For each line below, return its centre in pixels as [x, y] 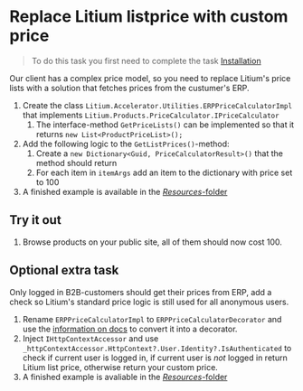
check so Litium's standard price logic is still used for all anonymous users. [149, 302]
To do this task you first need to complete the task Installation [146, 61]
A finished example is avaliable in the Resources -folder [125, 377]
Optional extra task [64, 270]
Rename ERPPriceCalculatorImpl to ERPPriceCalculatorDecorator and [152, 319]
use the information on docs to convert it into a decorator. [130, 329]
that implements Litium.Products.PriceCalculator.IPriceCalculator [151, 115]
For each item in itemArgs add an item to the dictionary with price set [164, 172]
